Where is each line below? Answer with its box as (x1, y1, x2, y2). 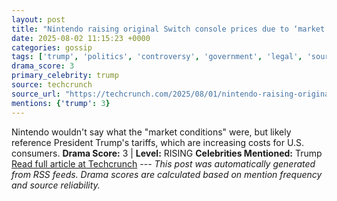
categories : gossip (11, 42, 93, 53)
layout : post (11, 14, 66, 25)
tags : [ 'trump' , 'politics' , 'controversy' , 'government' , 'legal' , (11, 52, 303, 62)
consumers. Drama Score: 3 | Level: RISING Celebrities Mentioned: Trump (11, 147, 323, 159)
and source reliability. (11, 179, 101, 191)
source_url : (11, 89, 61, 99)
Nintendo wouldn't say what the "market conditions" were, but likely (11, 126, 292, 138)
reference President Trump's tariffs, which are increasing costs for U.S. (11, 136, 304, 148)
